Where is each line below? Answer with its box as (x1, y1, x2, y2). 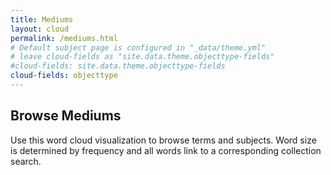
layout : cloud (10, 24, 70, 34)
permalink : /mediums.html (10, 33, 118, 43)
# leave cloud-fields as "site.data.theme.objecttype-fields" (10, 52, 275, 62)
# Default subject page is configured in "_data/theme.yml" (10, 42, 267, 53)
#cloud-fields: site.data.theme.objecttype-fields (10, 61, 226, 71)
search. (10, 155, 42, 167)
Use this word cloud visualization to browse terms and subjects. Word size (10, 134, 317, 146)
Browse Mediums (10, 107, 122, 125)
